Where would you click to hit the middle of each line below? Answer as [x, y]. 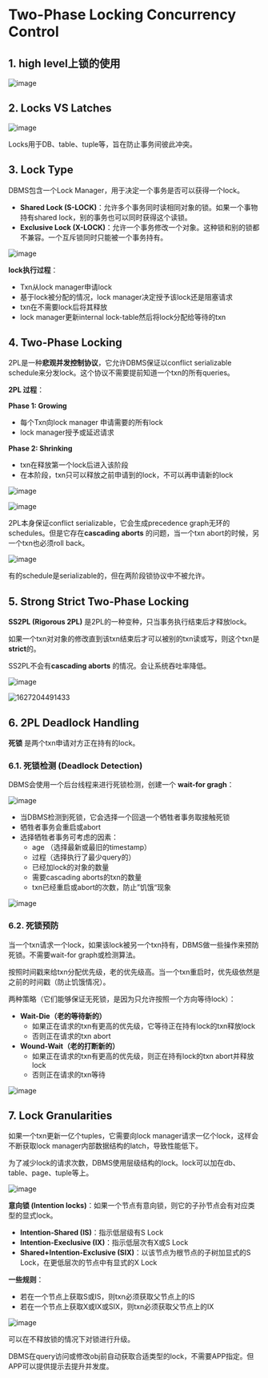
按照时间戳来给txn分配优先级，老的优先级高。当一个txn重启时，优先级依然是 [134, 972]
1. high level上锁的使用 [64, 63]
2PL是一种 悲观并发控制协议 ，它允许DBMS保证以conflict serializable [120, 363]
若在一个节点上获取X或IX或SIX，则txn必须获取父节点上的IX [117, 1307]
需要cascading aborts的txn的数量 [87, 877]
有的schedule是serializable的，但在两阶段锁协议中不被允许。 [109, 576]
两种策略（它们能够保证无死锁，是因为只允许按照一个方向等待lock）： [122, 999]
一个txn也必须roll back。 [49, 544]
